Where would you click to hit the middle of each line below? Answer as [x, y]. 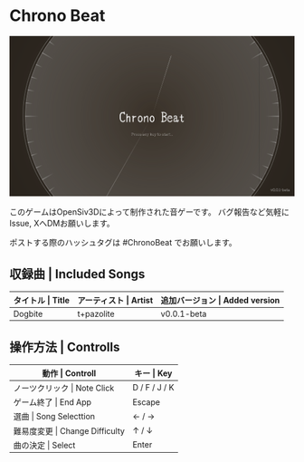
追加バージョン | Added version [220, 300]
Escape [147, 402]
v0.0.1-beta [184, 313]
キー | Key [153, 373]
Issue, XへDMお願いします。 [62, 224]
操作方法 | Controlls [65, 346]
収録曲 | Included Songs [77, 274]
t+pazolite [96, 313]
